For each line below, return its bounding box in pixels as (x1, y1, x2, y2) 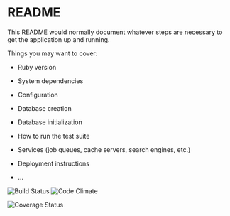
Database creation (17, 104, 72, 112)
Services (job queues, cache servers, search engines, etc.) (17, 145, 191, 153)
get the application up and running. (7, 35, 110, 43)
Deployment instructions (17, 159, 90, 168)
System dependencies (17, 76, 84, 85)
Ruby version (17, 63, 57, 71)
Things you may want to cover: (7, 49, 98, 58)
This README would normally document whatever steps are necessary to (7, 28, 223, 36)
